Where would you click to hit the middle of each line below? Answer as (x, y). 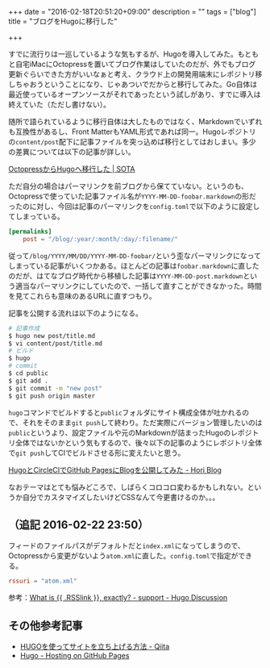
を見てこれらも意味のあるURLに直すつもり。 (83, 296)
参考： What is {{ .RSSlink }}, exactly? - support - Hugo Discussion (118, 598)
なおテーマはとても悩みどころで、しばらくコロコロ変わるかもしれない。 (128, 486)
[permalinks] (30, 232)
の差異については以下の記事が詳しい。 (72, 152)
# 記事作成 (24, 328)
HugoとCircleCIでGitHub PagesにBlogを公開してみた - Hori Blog (115, 470)
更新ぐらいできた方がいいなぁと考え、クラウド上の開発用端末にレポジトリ (132, 74)
